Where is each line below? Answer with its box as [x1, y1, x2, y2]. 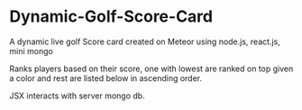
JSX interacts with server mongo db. [9, 90, 146, 101]
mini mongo [9, 45, 54, 56]
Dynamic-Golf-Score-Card [9, 6, 214, 27]
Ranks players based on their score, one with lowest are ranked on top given [9, 63, 294, 74]
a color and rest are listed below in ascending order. [9, 72, 203, 83]
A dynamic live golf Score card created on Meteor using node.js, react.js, [9, 36, 281, 47]
